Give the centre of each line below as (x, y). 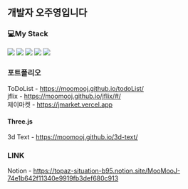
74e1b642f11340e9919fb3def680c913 (63, 178)
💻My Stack (28, 34)
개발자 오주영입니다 (47, 13)
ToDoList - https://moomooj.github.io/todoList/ (76, 88)
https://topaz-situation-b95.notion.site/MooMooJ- (106, 171)
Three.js (20, 121)
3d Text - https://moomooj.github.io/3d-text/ (73, 137)
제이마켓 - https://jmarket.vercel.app (60, 104)
